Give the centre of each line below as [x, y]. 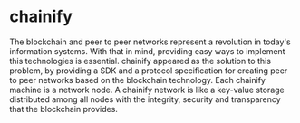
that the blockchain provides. [63, 109]
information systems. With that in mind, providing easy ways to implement [147, 51]
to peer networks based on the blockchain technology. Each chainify [137, 80]
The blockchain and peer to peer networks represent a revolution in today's [150, 42]
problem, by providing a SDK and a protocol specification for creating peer [149, 71]
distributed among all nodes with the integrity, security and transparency [145, 99]
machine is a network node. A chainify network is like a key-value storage [147, 90]
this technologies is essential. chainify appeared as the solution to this [140, 61]
